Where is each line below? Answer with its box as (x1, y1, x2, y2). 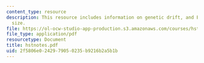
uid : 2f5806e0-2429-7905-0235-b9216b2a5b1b (6, 48, 118, 54)
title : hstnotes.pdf (6, 43, 59, 49)
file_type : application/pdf (6, 31, 78, 37)
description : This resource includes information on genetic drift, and (6, 14, 194, 20)
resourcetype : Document (6, 37, 67, 43)
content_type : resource (6, 8, 67, 15)
